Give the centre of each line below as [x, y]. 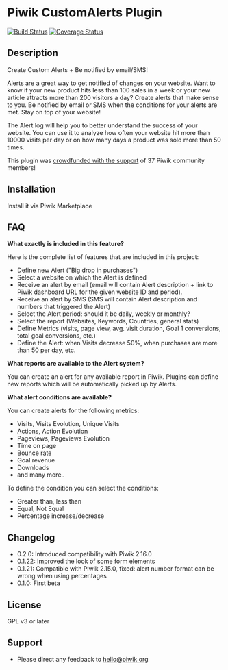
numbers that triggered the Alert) [64, 307]
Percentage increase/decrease [61, 516]
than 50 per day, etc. [46, 350]
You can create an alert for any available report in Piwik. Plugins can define [113, 377]
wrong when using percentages [62, 576]
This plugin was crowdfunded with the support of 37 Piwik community [106, 160]
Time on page [37, 446]
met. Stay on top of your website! [54, 112]
